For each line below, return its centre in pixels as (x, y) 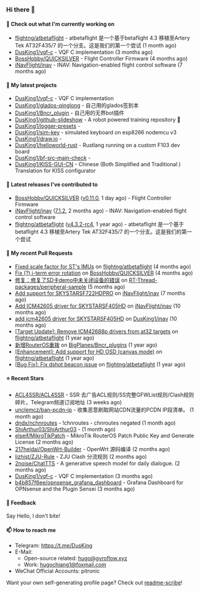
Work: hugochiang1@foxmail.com (65, 565)
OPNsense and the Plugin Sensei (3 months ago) (75, 489)
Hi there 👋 (21, 10)
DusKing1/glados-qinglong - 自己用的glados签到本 (77, 106)
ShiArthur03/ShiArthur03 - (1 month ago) (65, 429)
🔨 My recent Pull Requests (39, 253)
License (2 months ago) (44, 442)
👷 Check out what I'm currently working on (60, 24)
